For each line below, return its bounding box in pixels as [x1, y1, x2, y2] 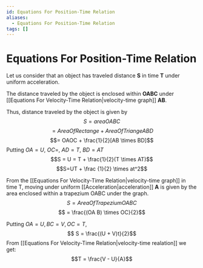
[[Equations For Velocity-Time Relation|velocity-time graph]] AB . [6, 96, 167, 104]
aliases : [6, 15, 28, 21]
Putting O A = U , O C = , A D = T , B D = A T [6, 146, 104, 153]
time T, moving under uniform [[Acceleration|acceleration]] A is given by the [6, 183, 197, 191]
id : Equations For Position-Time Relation [6, 8, 115, 15]
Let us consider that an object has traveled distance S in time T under [6, 72, 180, 79]
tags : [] [6, 25, 28, 32]
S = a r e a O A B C [83, 118, 121, 125]
